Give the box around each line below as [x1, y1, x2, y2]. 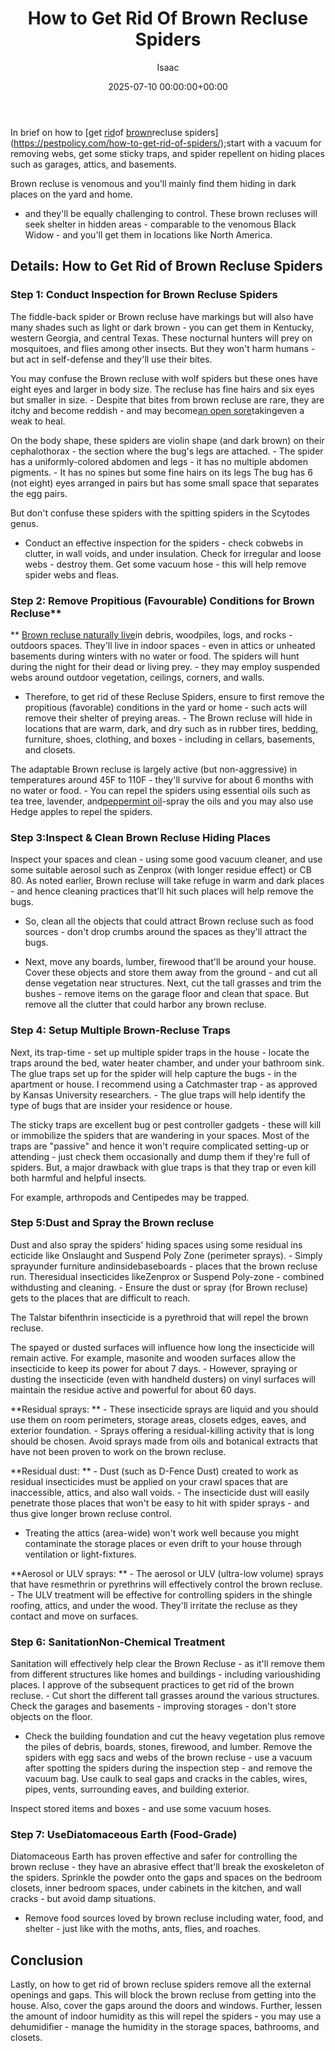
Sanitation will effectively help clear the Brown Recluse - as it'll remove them [10, 1658, 326, 1670]
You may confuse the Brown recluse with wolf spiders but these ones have [10, 372, 318, 384]
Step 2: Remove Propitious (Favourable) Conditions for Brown [10, 593, 315, 607]
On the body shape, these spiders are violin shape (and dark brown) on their [10, 434, 325, 446]
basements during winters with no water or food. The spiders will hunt [10, 650, 300, 662]
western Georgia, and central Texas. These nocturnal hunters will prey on [10, 332, 313, 344]
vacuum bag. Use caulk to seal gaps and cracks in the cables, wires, [24, 1773, 308, 1785]
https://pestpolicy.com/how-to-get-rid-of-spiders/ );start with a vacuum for [13, 137, 322, 149]
